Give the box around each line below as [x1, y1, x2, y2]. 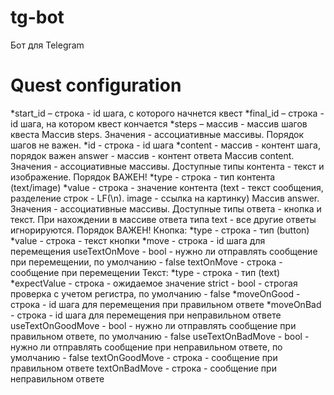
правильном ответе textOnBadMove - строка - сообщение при [10, 362, 277, 374]
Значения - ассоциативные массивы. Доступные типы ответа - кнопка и [10, 202, 322, 215]
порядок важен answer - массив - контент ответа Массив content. [10, 149, 295, 161]
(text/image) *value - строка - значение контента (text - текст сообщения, [10, 181, 324, 193]
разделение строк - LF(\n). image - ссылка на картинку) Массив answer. [10, 192, 320, 204]
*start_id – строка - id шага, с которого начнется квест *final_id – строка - [10, 107, 325, 119]
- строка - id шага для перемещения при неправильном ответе [10, 309, 282, 321]
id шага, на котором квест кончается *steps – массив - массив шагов [10, 117, 308, 130]
